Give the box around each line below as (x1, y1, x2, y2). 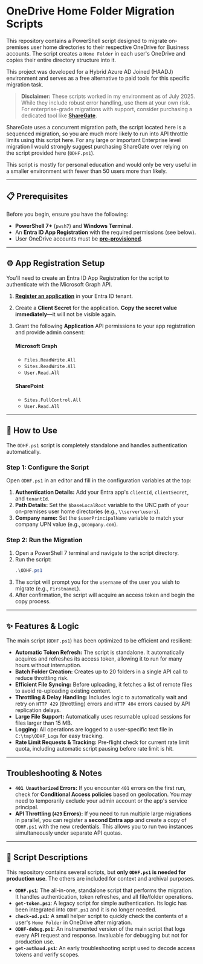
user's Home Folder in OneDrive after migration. (14, 919, 132, 926)
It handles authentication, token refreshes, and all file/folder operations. (14, 893, 193, 900)
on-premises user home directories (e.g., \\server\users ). (14, 508, 160, 515)
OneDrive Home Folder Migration (6, 4, 175, 18)
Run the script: (14, 556, 52, 563)
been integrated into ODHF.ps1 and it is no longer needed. (14, 905, 157, 913)
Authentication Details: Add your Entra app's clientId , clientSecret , (14, 488, 189, 496)
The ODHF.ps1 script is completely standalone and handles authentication (6, 441, 187, 448)
